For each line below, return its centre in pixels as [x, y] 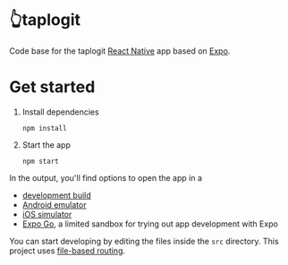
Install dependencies [61, 112]
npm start [41, 161]
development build [56, 195]
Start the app [47, 145]
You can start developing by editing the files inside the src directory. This [144, 241]
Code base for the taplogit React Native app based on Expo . [120, 51]
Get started [52, 87]
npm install [44, 128]
